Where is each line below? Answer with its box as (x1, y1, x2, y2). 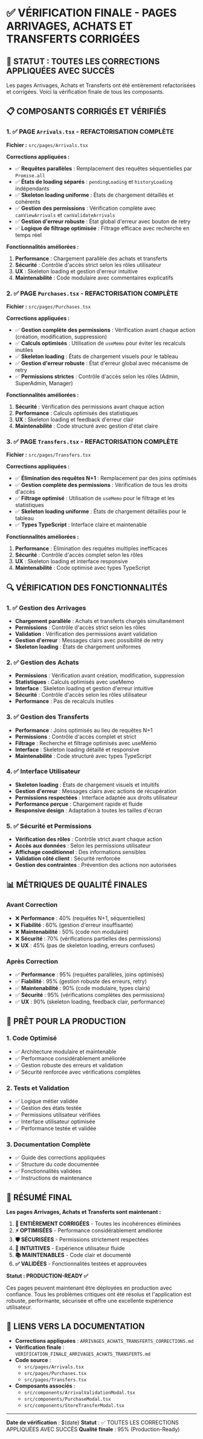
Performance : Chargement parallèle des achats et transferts (14, 255, 168, 262)
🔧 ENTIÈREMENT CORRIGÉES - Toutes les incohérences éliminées (14, 1220, 181, 1227)
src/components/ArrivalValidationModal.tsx (24, 1390, 136, 1396)
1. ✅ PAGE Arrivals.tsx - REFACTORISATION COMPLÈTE (6, 128, 174, 136)
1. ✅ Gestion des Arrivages (6, 604, 86, 612)
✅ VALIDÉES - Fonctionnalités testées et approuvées (14, 1260, 147, 1267)
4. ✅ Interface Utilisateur (6, 767, 80, 775)
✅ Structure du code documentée (14, 1161, 100, 1168)
